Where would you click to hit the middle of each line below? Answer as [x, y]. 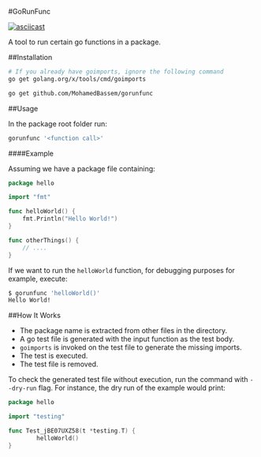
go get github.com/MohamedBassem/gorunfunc [81, 93]
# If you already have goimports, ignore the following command [116, 72]
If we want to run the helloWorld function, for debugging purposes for [121, 270]
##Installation [30, 57]
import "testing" [37, 417]
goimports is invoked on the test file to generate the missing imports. [130, 347]
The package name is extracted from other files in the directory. [123, 331]
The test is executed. [54, 356]
